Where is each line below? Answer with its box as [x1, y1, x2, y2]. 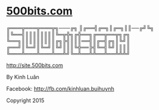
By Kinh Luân [6, 73, 39, 80]
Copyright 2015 [6, 97, 45, 104]
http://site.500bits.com [6, 62, 63, 69]
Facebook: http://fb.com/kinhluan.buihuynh [6, 85, 115, 92]
